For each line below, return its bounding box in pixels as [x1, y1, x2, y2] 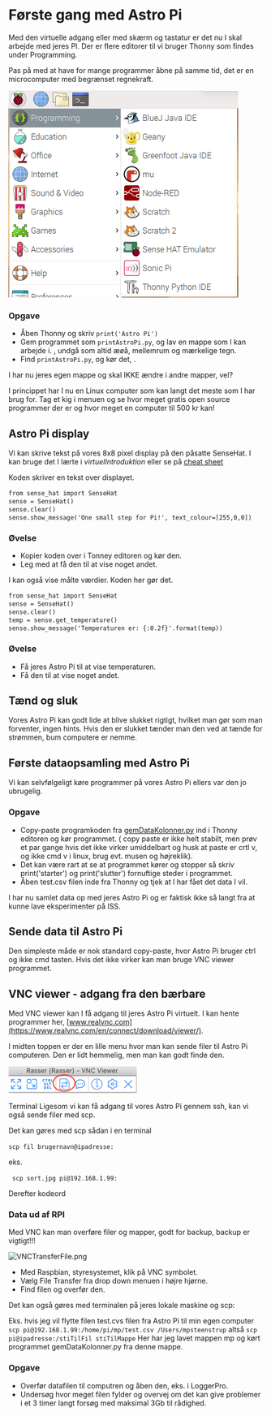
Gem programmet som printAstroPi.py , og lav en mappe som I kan [19, 337, 246, 347]
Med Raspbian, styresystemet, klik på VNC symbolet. [19, 1267, 199, 1277]
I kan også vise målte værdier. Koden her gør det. [8, 575, 174, 585]
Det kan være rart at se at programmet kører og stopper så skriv [19, 859, 235, 870]
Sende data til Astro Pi [8, 924, 123, 939]
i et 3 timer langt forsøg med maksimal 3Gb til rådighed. [19, 1398, 207, 1408]
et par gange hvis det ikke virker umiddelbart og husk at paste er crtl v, [19, 842, 258, 852]
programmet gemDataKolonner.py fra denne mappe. [8, 1342, 183, 1352]
